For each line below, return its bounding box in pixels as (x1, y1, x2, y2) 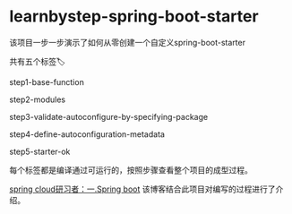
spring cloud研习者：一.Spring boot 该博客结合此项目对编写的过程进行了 (9, 184, 276, 194)
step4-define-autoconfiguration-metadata (9, 128, 166, 140)
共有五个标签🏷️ (9, 56, 65, 66)
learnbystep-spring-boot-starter (9, 6, 259, 27)
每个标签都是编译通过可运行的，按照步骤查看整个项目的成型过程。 (9, 164, 253, 175)
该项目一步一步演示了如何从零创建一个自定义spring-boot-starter (9, 37, 246, 47)
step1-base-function (9, 76, 85, 87)
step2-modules (9, 94, 65, 105)
